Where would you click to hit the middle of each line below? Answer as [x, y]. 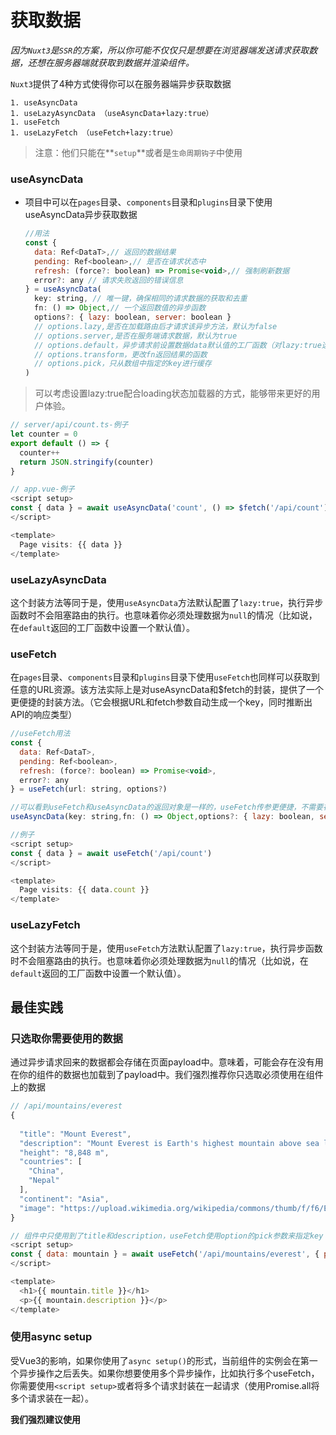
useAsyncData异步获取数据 [81, 215]
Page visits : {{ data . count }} [84, 890]
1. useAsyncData [44, 102]
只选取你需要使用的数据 [66, 1038]
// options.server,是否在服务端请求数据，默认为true [136, 336]
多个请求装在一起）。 [52, 1398]
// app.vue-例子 [42, 489]
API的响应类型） [44, 715]
